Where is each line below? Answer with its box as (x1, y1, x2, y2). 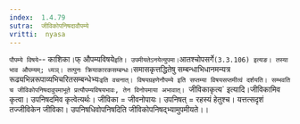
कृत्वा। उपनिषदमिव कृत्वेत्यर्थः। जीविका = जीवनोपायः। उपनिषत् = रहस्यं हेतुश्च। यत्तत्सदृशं (9, 95, 264, 105)
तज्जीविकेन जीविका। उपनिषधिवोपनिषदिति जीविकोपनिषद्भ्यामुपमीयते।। (9, 104, 210, 115)
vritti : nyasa (9, 29, 66, 38)
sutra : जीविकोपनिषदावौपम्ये (9, 21, 89, 30)
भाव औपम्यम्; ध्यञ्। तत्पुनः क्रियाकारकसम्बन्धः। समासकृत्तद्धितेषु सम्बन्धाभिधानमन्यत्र (9, 64, 230, 75)
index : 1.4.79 (9, 12, 66, 22)
